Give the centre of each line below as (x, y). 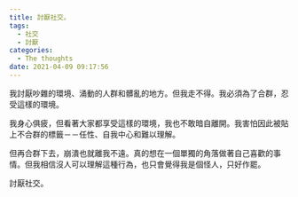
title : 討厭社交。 (40, 17)
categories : (31, 51)
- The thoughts (45, 59)
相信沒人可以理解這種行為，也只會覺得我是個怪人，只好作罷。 (153, 164)
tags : (19, 26)
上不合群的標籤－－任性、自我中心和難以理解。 (94, 134)
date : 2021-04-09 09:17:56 (59, 67)
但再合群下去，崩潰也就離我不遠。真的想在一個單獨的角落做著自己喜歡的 (141, 153)
